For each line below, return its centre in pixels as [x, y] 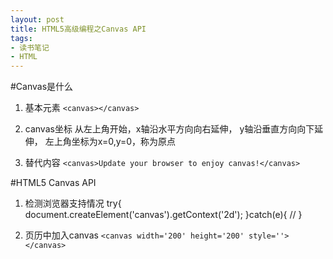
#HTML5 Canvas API [53, 183]
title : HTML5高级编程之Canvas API [78, 29]
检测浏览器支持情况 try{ [73, 203]
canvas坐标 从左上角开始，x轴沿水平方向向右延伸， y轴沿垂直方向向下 [169, 129]
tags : [21, 38]
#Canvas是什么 [42, 87]
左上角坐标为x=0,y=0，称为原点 [110, 142]
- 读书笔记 [30, 47]
